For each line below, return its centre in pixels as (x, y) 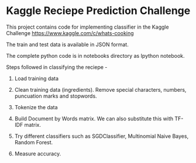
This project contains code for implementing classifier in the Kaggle (87, 27)
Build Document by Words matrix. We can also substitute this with (94, 119)
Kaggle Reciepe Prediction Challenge (98, 11)
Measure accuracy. (38, 154)
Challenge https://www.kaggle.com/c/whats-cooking (70, 33)
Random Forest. (34, 142)
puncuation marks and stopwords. (56, 96)
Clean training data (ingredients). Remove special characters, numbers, (100, 89)
